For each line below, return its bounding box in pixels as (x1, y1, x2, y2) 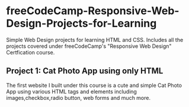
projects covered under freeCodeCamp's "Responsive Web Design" (6, 43, 172, 50)
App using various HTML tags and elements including (6, 87, 137, 95)
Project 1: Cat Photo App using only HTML (6, 66, 164, 76)
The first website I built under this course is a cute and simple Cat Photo (6, 82, 182, 89)
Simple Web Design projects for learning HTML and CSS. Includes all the (6, 36, 184, 43)
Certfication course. (6, 48, 55, 56)
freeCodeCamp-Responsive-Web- (6, 4, 180, 18)
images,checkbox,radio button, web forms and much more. (6, 94, 151, 101)
